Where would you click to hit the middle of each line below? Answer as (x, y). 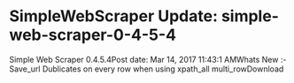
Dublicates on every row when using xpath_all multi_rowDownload (163, 69)
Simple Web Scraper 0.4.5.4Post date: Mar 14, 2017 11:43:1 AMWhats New (144, 59)
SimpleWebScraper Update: (114, 16)
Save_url (25, 69)
